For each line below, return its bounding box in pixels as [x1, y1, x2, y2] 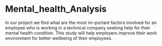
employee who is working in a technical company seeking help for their [5, 24, 151, 30]
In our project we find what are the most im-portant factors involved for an [5, 20, 157, 25]
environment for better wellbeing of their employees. [5, 35, 112, 41]
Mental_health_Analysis [5, 3, 107, 15]
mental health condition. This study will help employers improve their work [5, 30, 157, 36]
